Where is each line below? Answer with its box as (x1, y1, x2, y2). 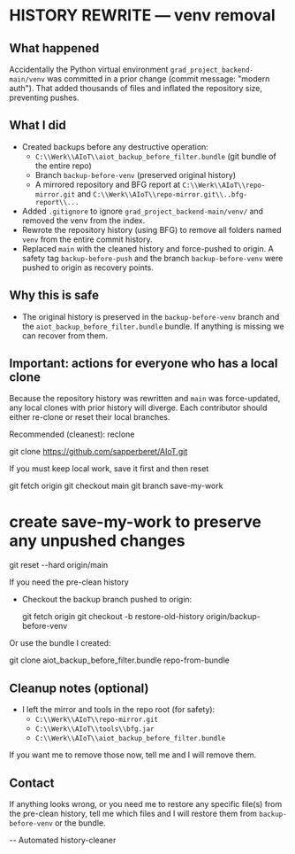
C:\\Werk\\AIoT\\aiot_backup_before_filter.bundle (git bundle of (34, 151, 276, 161)
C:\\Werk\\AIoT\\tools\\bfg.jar (34, 725, 155, 734)
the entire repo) (34, 160, 93, 171)
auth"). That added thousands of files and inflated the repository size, (9, 83, 263, 93)
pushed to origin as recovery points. (21, 262, 155, 273)
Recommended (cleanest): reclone (9, 429, 135, 439)
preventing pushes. (9, 92, 79, 103)
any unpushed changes (9, 531, 185, 550)
